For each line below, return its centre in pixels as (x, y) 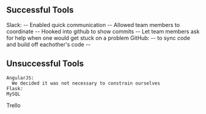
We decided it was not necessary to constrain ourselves (86, 83)
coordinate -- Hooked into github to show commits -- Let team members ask (103, 31)
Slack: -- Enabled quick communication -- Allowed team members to (93, 25)
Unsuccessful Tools (45, 64)
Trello (13, 105)
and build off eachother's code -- (48, 44)
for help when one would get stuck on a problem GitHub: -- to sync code (98, 38)
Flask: (15, 88)
